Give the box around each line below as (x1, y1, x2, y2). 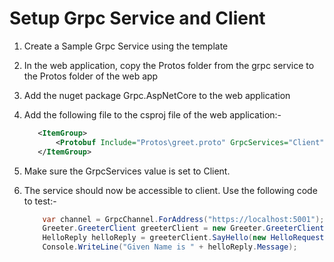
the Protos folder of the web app (23, 70, 159, 82)
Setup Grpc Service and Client (9, 7, 266, 30)
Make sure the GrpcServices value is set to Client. (23, 165, 231, 177)
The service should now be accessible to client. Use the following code (23, 184, 318, 196)
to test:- (23, 195, 57, 207)
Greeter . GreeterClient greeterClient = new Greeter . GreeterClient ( (42, 223, 329, 234)
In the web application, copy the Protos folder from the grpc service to (23, 59, 315, 71)
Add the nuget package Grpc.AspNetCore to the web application (23, 89, 291, 101)
